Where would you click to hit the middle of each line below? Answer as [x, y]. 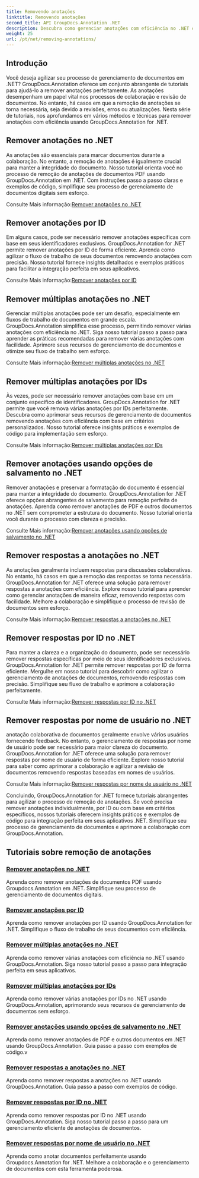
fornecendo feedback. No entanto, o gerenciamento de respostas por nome [99, 741]
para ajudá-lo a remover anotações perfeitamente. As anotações [85, 90]
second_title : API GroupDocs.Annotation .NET [63, 23]
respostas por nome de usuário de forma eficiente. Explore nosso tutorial [95, 760]
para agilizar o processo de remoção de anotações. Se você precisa [89, 802]
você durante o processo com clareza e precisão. [67, 519]
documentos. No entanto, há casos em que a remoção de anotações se [93, 103]
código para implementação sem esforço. [57, 434]
